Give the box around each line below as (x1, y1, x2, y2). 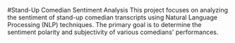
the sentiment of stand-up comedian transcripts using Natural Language (7, 13, 217, 21)
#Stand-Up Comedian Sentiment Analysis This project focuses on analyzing (7, 6, 228, 14)
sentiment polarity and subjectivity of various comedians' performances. (7, 28, 219, 36)
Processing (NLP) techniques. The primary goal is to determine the (7, 21, 202, 28)
